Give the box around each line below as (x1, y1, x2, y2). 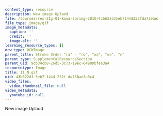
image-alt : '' (9, 39, 38, 43)
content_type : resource (5, 7, 53, 12)
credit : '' (9, 34, 32, 39)
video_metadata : (5, 88, 38, 93)
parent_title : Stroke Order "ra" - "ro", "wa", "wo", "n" (5, 52, 125, 57)
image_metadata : (5, 25, 38, 30)
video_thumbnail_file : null (9, 83, 66, 88)
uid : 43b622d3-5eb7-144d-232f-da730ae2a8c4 (5, 74, 95, 79)
